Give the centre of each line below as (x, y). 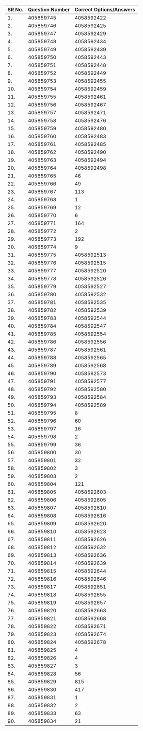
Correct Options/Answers (105, 9)
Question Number (49, 9)
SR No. (15, 9)
